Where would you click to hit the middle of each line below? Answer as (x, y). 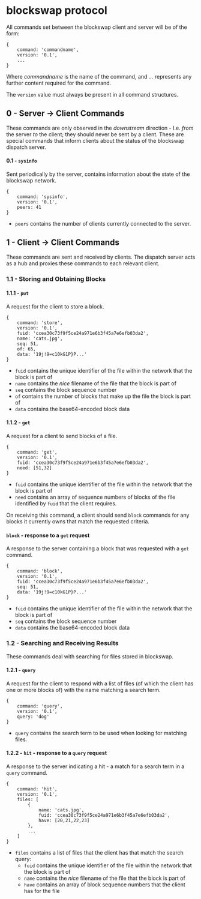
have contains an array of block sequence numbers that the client (105, 885)
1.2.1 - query (21, 670)
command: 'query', (40, 706)
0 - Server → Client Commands (65, 114)
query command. (27, 773)
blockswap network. (31, 180)
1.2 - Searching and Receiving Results (62, 643)
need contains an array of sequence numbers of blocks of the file (95, 497)
